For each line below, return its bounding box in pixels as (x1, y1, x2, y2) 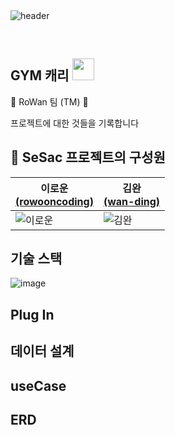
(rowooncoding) (15, 194, 94, 208)
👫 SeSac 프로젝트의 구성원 (10, 149, 166, 166)
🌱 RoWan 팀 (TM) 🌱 (10, 95, 89, 108)
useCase (10, 377, 67, 394)
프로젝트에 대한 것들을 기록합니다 (10, 117, 140, 129)
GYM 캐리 (10, 67, 70, 84)
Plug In (10, 306, 55, 323)
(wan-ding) (103, 194, 161, 208)
